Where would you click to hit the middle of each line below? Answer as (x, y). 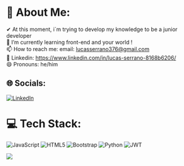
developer (19, 35)
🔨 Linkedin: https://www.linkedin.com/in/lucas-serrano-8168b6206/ (91, 58)
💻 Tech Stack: (44, 123)
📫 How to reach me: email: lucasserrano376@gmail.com (78, 49)
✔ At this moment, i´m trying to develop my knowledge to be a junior (92, 29)
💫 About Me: (38, 12)
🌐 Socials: (26, 84)
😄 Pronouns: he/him (32, 64)
